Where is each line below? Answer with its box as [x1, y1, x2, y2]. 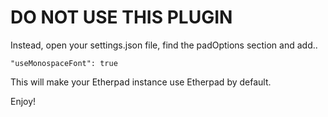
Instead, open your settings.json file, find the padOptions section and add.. [10, 39, 318, 51]
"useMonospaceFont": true [10, 58, 118, 68]
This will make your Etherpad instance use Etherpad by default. [10, 76, 272, 88]
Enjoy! [10, 95, 37, 107]
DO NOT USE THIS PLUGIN [10, 6, 233, 29]
